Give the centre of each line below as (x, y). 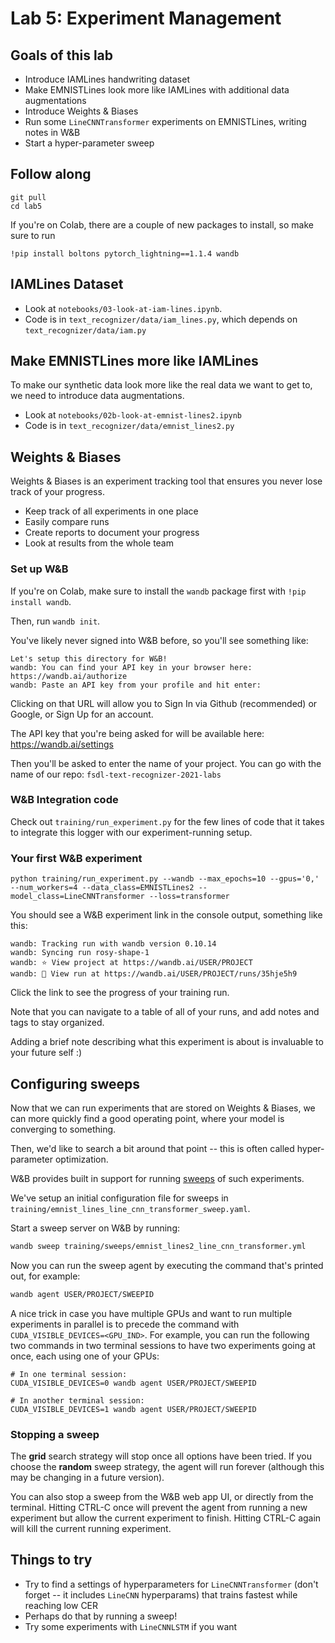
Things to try (51, 1560)
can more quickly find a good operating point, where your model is (147, 1118)
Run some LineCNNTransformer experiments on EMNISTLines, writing (165, 121)
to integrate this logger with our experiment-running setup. (131, 832)
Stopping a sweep (55, 1434)
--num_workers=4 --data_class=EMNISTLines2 (102, 888)
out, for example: (45, 1276)
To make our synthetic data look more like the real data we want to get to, (161, 385)
